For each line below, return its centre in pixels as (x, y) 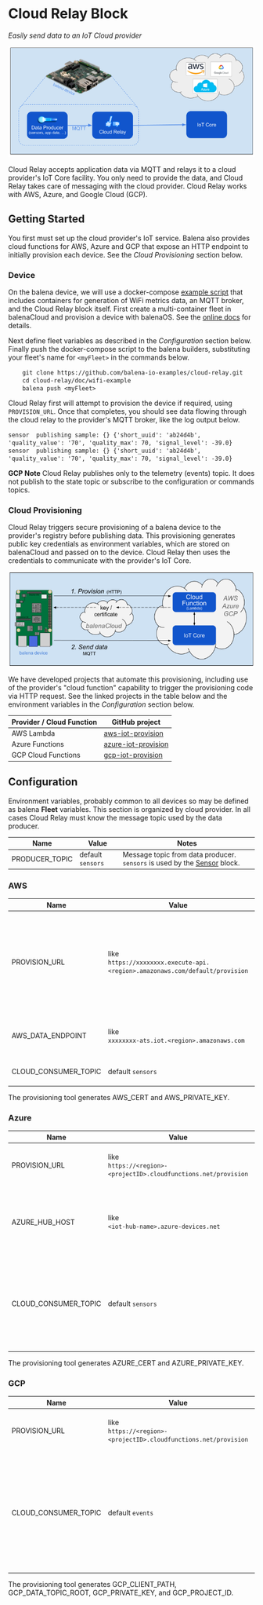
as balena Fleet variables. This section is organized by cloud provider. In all (129, 809)
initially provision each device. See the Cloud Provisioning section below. (126, 254)
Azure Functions (38, 744)
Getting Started (47, 219)
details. (20, 326)
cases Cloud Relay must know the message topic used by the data (115, 817)
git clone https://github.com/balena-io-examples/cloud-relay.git (133, 373)
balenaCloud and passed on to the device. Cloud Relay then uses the (119, 552)
